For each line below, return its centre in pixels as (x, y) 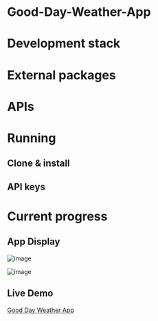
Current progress (57, 216)
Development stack (64, 44)
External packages (62, 75)
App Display (34, 242)
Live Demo (30, 293)
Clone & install (38, 164)
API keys (26, 187)
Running (32, 138)
